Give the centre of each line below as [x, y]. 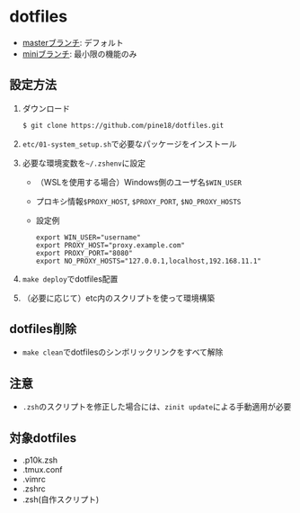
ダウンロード [46, 108]
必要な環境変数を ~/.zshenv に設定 [84, 163]
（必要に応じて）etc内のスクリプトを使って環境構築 [119, 298]
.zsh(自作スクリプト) [61, 499]
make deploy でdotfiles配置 [70, 279]
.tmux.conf [42, 470]
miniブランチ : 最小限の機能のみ [79, 54]
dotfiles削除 [43, 329]
